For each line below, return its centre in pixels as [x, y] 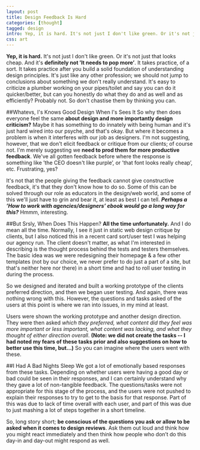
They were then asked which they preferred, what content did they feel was [99, 323]
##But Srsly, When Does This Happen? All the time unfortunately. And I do [99, 224]
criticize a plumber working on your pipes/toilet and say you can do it [91, 88]
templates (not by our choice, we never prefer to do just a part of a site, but [99, 262]
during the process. [30, 274]
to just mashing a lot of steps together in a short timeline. [76, 410]
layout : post [22, 12]
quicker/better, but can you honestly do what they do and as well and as [95, 94]
